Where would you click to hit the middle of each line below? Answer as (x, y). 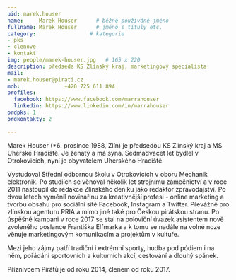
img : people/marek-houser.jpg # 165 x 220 (74, 60)
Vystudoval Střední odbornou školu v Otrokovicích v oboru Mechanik (108, 174)
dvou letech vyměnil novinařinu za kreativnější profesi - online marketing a (116, 197)
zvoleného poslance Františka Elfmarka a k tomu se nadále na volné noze (114, 226)
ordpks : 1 (22, 112)
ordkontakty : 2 (30, 119)
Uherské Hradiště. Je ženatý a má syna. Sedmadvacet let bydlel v (103, 153)
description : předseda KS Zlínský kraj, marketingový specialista (107, 66)
